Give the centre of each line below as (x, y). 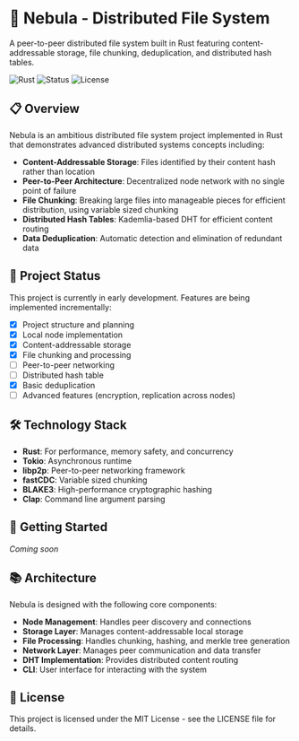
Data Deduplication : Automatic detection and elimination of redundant (152, 238)
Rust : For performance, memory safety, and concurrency (128, 451)
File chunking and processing (77, 354)
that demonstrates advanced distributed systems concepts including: (137, 144)
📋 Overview (45, 109)
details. (23, 728)
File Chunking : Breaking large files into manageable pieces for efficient (154, 200)
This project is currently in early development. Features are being (130, 297)
